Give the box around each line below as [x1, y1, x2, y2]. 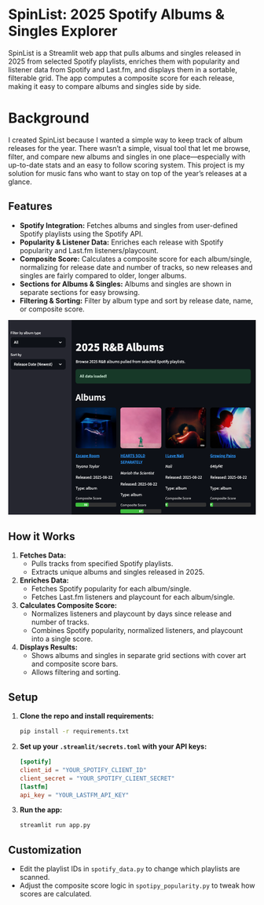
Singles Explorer [8, 22, 118, 40]
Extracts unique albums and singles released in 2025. [31, 568, 205, 577]
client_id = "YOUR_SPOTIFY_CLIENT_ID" [19, 766, 147, 774]
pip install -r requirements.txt [19, 727, 130, 736]
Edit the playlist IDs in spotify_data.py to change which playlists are [19, 864, 240, 874]
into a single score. [31, 635, 93, 644]
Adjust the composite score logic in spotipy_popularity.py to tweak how [19, 881, 255, 890]
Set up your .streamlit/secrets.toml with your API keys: [19, 741, 207, 752]
